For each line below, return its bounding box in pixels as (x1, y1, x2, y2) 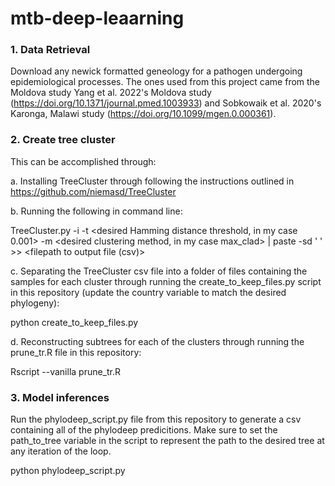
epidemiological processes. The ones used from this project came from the (10, 76, 321, 88)
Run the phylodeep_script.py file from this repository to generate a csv (10, 413, 302, 426)
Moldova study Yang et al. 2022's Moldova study (10, 87, 212, 99)
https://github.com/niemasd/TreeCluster (10, 185, 177, 197)
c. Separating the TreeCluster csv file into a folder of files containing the (10, 265, 308, 277)
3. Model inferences (10, 390, 110, 404)
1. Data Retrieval (10, 43, 91, 57)
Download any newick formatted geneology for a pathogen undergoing (10, 65, 303, 77)
